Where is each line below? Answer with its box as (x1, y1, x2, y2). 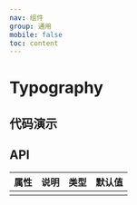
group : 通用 (9, 22, 52, 31)
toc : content (9, 38, 59, 48)
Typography (9, 78, 104, 98)
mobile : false (9, 30, 64, 39)
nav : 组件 (9, 13, 44, 23)
